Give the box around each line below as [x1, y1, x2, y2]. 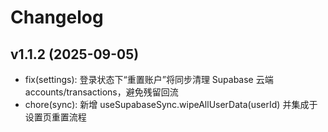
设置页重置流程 [24, 111, 87, 123]
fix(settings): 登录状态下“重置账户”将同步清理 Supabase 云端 [24, 74, 274, 85]
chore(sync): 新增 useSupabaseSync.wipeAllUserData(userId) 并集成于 [24, 99, 318, 110]
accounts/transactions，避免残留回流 [24, 86, 179, 98]
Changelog [10, 6, 104, 29]
